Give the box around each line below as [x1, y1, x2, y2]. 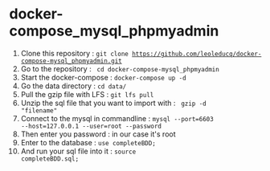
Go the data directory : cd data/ [20, 81, 127, 91]
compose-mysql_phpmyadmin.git [20, 57, 123, 65]
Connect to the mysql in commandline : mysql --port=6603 [20, 113, 214, 123]
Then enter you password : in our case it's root [20, 129, 176, 139]
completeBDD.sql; [20, 154, 80, 163]
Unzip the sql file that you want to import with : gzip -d [20, 98, 207, 108]
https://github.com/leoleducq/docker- [132, 50, 262, 58]
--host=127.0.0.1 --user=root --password [20, 122, 162, 130]
